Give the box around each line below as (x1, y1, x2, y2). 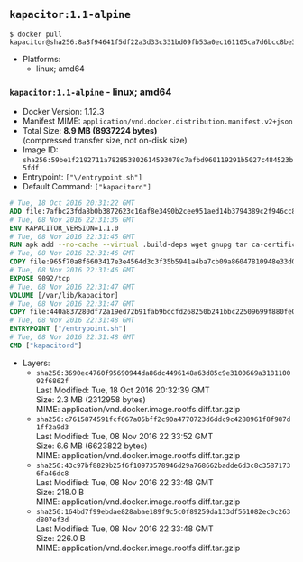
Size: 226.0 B (35, 532, 86, 543)
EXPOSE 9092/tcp (9, 273, 70, 283)
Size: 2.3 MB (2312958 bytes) (35, 393, 146, 405)
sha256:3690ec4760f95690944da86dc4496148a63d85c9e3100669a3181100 (35, 368, 291, 378)
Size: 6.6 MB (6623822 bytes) (35, 440, 148, 451)
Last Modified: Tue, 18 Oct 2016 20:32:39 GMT (35, 384, 210, 395)
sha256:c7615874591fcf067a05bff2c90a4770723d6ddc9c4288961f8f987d (35, 415, 291, 424)
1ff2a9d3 (35, 422, 69, 432)
